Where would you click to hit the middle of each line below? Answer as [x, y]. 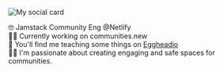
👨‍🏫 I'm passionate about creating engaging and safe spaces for [112, 52]
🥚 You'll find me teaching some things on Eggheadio [93, 44]
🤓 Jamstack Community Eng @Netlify [70, 27]
